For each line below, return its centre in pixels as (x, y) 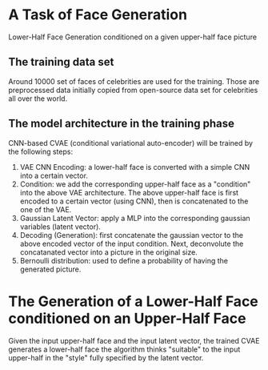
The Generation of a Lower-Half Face (133, 301)
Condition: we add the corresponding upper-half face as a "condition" (135, 184)
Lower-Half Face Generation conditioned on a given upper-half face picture (133, 37)
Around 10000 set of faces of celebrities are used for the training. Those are (134, 81)
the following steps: (41, 151)
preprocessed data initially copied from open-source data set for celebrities (133, 90)
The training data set (61, 62)
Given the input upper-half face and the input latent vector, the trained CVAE (134, 340)
